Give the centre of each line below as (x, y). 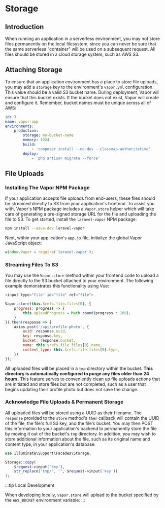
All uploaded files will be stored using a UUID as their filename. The (73, 413)
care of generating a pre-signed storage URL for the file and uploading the (81, 214)
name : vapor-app (22, 121)
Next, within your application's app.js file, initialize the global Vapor (74, 238)
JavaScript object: (24, 243)
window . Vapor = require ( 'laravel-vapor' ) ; (49, 252)
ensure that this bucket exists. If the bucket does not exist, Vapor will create (82, 97)
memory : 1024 (36, 140)
